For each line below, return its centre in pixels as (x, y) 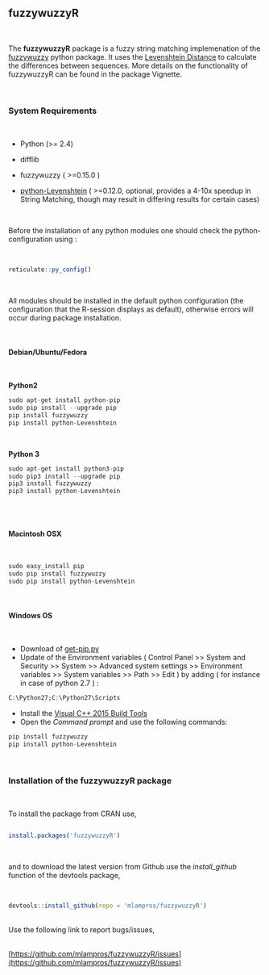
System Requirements (53, 111)
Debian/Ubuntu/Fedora (48, 352)
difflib (29, 160)
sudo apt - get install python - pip (64, 400)
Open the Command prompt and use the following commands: (124, 722)
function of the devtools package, (64, 876)
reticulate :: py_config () (50, 270)
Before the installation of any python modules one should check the (120, 231)
